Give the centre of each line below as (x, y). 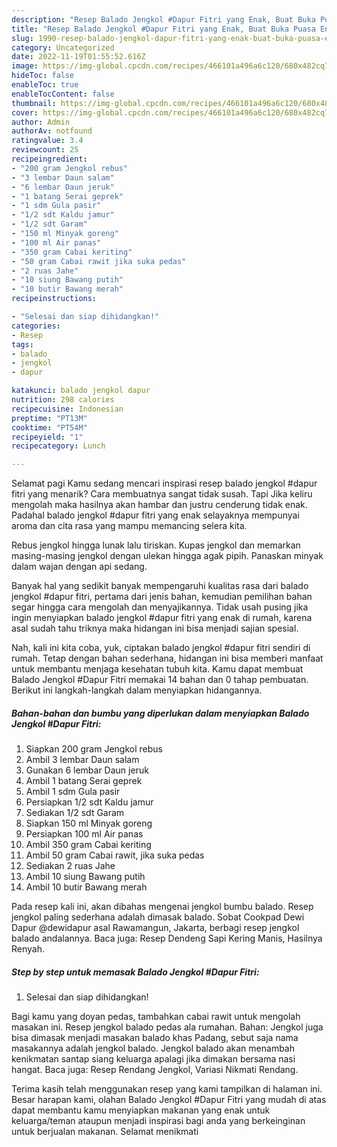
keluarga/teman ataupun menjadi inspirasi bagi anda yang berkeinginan (158, 1121)
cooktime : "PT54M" (49, 427)
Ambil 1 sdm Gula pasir (73, 792)
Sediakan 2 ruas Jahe (70, 866)
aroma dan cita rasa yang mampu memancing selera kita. (129, 526)
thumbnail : (34, 103)
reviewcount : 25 (45, 150)
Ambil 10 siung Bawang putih (85, 877)
